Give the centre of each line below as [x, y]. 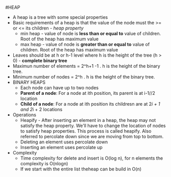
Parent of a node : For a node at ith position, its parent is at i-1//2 [88, 93]
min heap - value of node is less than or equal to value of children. [91, 33]
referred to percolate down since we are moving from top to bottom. [92, 136]
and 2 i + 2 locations [41, 109]
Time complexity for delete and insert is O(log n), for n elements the [92, 158]
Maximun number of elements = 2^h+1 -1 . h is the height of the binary [87, 66]
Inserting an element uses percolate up [62, 147]
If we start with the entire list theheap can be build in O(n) [81, 169]
